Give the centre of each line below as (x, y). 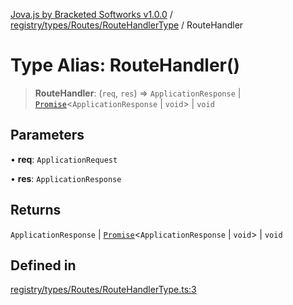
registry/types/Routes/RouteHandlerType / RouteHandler (127, 25)
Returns (36, 210)
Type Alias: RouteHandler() (125, 65)
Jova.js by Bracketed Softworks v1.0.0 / (91, 14)
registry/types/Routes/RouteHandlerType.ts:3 (103, 290)
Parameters (47, 135)
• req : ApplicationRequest (64, 159)
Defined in (43, 265)
